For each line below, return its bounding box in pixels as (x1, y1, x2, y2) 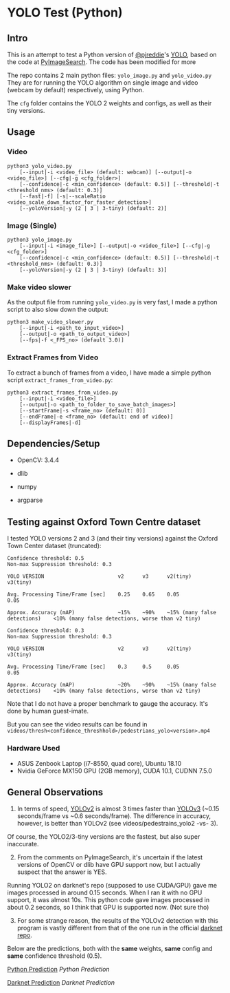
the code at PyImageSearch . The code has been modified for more (7, 58, 196, 66)
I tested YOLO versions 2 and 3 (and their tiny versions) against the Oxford (7, 534, 218, 543)
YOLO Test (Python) (7, 5, 123, 21)
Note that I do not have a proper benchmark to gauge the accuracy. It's (7, 700, 208, 708)
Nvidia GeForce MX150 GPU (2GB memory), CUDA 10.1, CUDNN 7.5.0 (16, 766, 213, 775)
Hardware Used (7, 744, 60, 753)
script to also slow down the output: (7, 305, 108, 314)
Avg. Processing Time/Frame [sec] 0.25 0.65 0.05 (7, 591, 180, 598)
